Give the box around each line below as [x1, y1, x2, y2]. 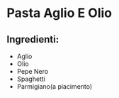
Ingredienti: [6, 33, 59, 45]
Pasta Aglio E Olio [6, 5, 113, 21]
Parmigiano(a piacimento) [16, 82, 93, 90]
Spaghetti [16, 75, 45, 83]
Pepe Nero [16, 67, 49, 75]
